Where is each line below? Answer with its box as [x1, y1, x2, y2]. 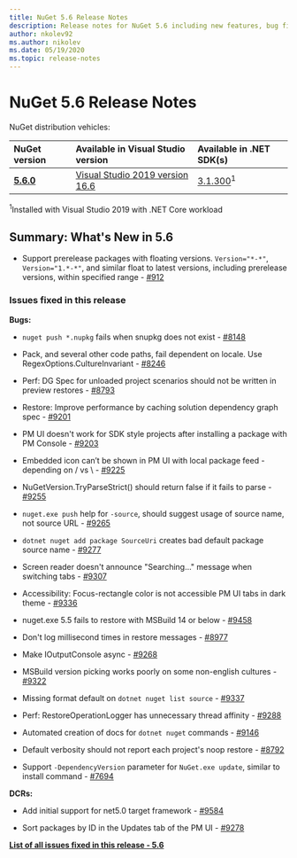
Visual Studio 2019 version [75, 168, 188, 181]
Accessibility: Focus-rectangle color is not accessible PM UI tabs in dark [21, 588, 286, 598]
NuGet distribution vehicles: [9, 121, 110, 132]
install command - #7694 [21, 770, 115, 781]
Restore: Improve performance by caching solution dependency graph [21, 402, 278, 412]
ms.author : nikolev [9, 37, 81, 47]
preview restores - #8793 [21, 385, 115, 395]
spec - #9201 [21, 411, 71, 422]
